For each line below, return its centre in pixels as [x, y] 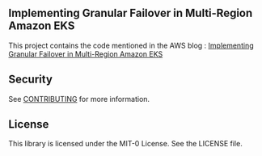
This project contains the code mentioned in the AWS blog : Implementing [131, 45]
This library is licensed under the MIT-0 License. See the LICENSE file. [125, 144]
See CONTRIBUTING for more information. [79, 99]
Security [30, 80]
